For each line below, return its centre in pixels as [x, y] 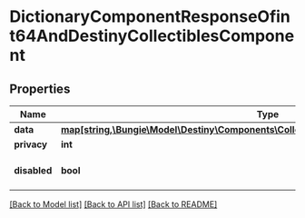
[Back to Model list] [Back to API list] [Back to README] [113, 204]
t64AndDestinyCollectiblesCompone [152, 36]
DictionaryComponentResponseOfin [150, 17]
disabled [33, 170]
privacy [31, 144]
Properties [40, 89]
